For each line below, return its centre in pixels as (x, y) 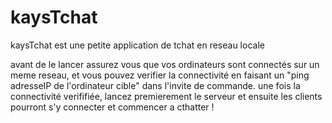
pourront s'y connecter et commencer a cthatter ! (112, 107)
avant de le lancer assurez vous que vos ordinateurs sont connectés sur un (165, 64)
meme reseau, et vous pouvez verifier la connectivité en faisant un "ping (160, 75)
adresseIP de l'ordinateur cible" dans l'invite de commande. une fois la (155, 85)
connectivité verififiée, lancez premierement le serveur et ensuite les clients (166, 96)
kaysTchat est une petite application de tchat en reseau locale (137, 45)
